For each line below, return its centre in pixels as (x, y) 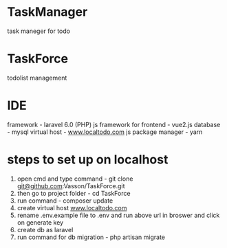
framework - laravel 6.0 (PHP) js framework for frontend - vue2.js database (114, 124)
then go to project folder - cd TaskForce (74, 193)
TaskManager (47, 12)
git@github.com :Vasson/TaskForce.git (71, 185)
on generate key (40, 222)
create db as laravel (45, 229)
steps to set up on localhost (88, 159)
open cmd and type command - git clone (75, 179)
